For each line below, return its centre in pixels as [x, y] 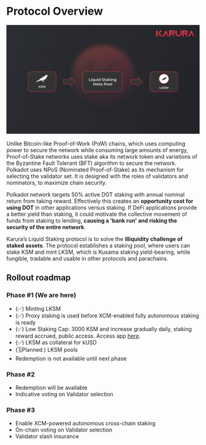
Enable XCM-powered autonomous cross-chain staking [85, 424]
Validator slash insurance [47, 436]
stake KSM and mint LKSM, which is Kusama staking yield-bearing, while [98, 252]
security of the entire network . [46, 227]
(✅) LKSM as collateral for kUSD [56, 342]
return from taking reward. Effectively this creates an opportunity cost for [100, 201]
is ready [25, 322]
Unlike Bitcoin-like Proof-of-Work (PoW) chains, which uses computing [96, 143]
